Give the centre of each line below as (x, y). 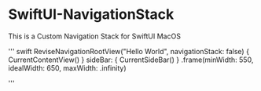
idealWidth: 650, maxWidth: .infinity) (68, 67)
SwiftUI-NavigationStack (91, 15)
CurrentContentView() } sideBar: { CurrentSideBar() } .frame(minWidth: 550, (131, 60)
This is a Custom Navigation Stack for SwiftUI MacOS (94, 36)
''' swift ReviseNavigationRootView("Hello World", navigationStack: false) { (129, 51)
